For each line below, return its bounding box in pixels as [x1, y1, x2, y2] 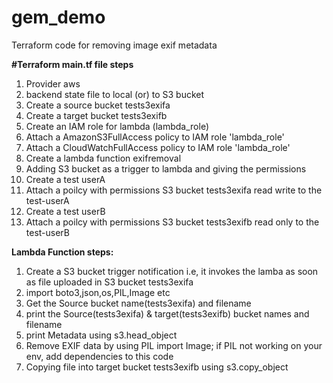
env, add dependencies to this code [25, 350, 174, 362]
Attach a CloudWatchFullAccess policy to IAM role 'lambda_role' [25, 141, 291, 153]
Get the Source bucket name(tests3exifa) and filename [25, 297, 252, 309]
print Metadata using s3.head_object [25, 329, 178, 341]
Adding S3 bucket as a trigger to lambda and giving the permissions [25, 162, 307, 175]
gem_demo [11, 6, 106, 29]
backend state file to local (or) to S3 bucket [25, 88, 205, 100]
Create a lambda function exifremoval [25, 152, 182, 164]
